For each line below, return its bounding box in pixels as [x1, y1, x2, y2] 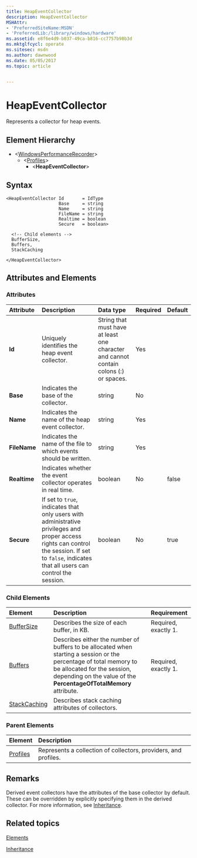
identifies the [42, 341, 78, 350]
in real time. [42, 486, 74, 494]
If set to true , [42, 495, 78, 503]
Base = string [58, 201, 104, 206]
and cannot [97, 352, 130, 361]
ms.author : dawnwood [6, 52, 57, 58]
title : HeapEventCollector [6, 8, 72, 15]
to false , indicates [42, 554, 92, 562]
